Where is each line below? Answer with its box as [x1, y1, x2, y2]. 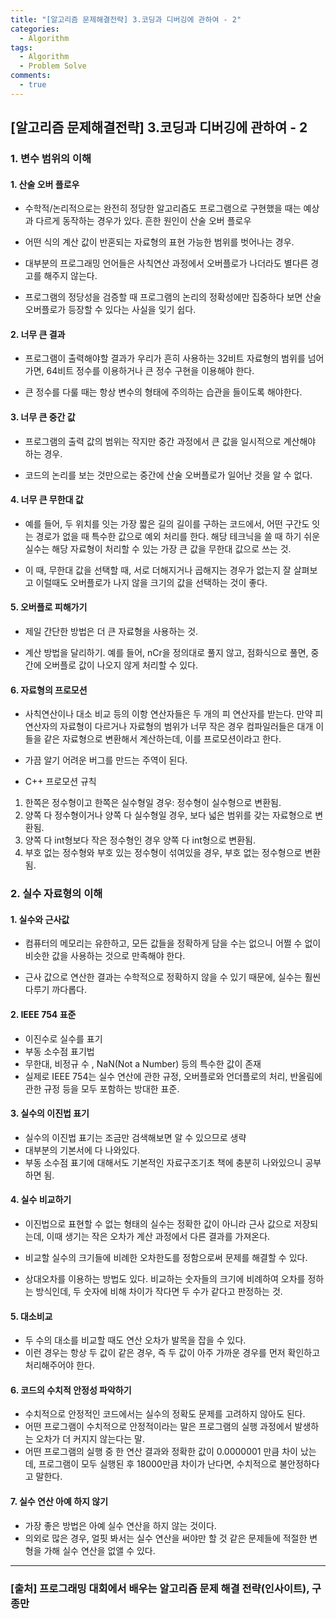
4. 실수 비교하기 [10, 1194, 72, 1206]
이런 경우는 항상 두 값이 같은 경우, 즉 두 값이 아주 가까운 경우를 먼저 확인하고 [24, 1347, 321, 1359]
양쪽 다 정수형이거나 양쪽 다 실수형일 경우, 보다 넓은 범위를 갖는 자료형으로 [24, 809, 313, 821]
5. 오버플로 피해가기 [10, 601, 88, 613]
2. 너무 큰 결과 [10, 328, 66, 340]
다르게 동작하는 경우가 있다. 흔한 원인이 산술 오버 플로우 [35, 215, 252, 227]
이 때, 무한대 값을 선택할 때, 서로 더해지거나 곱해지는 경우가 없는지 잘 [24, 564, 292, 576]
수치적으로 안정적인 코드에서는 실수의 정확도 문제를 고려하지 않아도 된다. [24, 1408, 306, 1420]
